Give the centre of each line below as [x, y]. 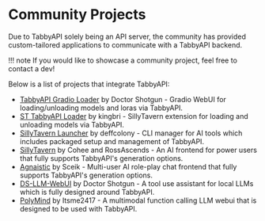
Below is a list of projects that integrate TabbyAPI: [89, 84]
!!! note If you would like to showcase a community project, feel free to [123, 60]
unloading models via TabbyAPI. [72, 124]
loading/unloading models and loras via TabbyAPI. [101, 108]
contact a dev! [32, 68]
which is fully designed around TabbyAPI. [87, 192]
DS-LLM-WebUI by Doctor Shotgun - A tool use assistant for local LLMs [136, 183]
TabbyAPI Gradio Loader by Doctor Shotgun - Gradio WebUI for [123, 99]
